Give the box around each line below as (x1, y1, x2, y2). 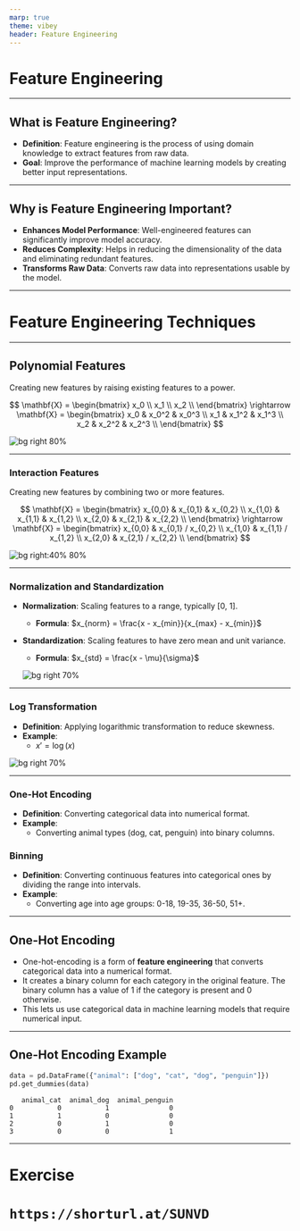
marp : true (9, 13, 50, 22)
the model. (21, 272, 62, 282)
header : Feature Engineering (9, 29, 118, 38)
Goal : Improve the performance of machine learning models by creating (21, 157, 287, 168)
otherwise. (21, 993, 62, 1005)
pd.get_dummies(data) (9, 1079, 90, 1088)
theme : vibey (9, 21, 58, 30)
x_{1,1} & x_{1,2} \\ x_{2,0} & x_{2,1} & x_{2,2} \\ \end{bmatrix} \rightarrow (17, 513, 283, 523)
